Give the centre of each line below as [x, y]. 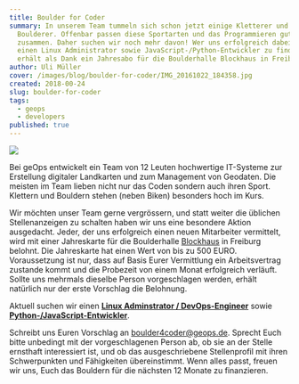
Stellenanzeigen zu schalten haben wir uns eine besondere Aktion [130, 222]
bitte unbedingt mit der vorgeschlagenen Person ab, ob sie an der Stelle [141, 342]
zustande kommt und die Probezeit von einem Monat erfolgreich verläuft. [143, 270]
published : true [39, 126]
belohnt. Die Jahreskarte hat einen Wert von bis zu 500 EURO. [123, 251]
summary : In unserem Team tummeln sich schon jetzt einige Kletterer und [149, 26]
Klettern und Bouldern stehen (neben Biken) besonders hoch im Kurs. [137, 196]
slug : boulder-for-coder [55, 92]
